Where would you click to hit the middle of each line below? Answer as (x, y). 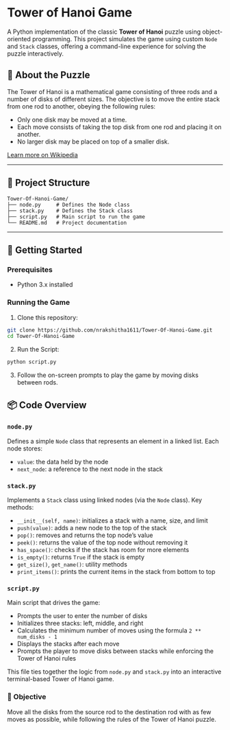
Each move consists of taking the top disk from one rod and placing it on (119, 127)
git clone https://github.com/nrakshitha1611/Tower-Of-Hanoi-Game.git (110, 330)
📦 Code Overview (47, 405)
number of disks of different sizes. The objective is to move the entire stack (114, 99)
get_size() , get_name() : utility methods (72, 564)
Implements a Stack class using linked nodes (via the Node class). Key (105, 500)
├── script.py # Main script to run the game (76, 217)
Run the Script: (38, 350)
